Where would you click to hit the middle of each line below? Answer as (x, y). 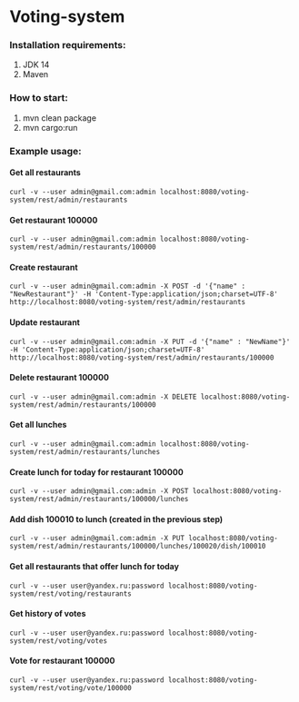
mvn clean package (60, 118)
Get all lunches (38, 425)
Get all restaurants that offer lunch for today (95, 566)
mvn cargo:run (50, 127)
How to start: (39, 98)
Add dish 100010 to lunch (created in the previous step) (116, 519)
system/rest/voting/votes (58, 641)
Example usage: (45, 151)
